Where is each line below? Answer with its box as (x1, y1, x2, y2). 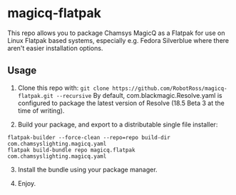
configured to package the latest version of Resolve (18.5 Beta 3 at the (17, 99, 225, 107)
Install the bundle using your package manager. (17, 165, 158, 174)
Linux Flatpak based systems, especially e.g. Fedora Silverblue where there (7, 36, 230, 44)
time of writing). (17, 106, 65, 115)
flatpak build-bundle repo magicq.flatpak (7, 146, 135, 154)
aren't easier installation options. (7, 44, 103, 52)
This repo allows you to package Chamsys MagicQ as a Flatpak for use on (7, 29, 225, 37)
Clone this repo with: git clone (17, 84, 109, 92)
